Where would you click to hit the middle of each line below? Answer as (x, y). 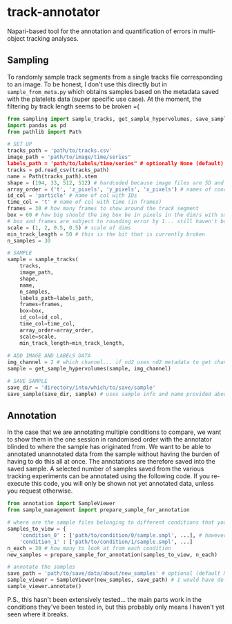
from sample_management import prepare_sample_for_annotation (98, 510)
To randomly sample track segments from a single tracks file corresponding (115, 77)
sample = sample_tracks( (43, 260)
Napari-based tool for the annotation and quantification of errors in (103, 31)
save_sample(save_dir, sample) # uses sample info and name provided (109, 394)
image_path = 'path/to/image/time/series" (69, 157)
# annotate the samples (41, 567)
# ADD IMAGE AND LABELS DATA (49, 356)
